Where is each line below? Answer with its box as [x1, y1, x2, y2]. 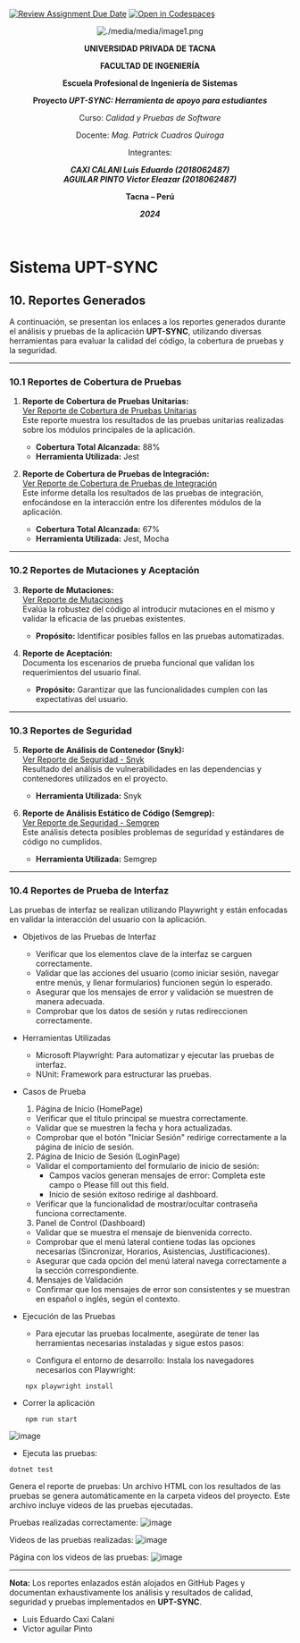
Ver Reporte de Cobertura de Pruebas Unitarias [21, 405, 197, 416]
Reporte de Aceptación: [21, 648, 113, 658]
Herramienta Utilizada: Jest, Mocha [35, 533, 170, 545]
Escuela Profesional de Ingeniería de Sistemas [62, 78, 238, 89]
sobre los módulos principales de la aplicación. [21, 425, 196, 436]
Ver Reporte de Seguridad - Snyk [21, 754, 145, 765]
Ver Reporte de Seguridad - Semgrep [21, 817, 160, 827]
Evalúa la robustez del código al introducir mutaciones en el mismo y [21, 604, 275, 614]
